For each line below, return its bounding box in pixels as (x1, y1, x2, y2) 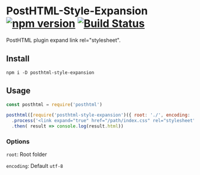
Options (6, 137, 30, 145)
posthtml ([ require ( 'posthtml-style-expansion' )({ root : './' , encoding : (6, 112, 190, 118)
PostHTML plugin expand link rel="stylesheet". (6, 36, 121, 43)
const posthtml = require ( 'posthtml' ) (6, 101, 102, 108)
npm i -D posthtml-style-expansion (6, 70, 95, 76)
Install (6, 54, 30, 64)
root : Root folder (6, 151, 48, 158)
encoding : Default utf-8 (6, 162, 64, 170)
